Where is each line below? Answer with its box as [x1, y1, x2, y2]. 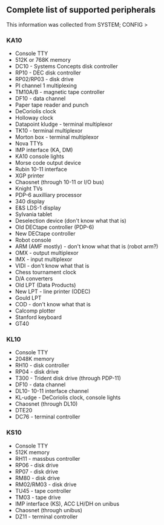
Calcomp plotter [15, 307, 56, 314]
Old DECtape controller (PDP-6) [15, 223, 94, 231]
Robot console [15, 236, 51, 244]
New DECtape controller [15, 230, 76, 237]
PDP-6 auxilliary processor [15, 191, 82, 199]
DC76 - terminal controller [15, 413, 80, 420]
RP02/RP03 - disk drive [15, 76, 74, 83]
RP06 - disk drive [15, 461, 59, 469]
